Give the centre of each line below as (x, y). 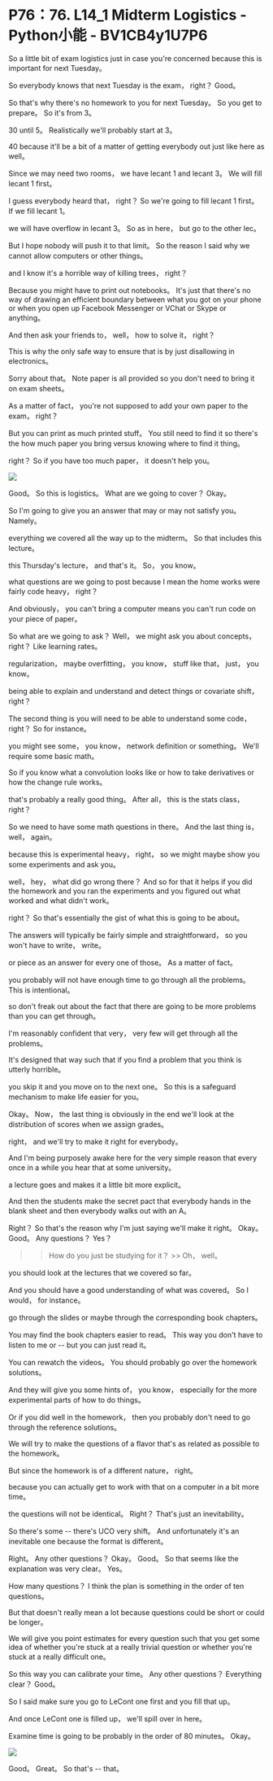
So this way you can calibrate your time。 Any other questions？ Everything (135, 1674)
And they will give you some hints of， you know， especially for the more (133, 1390)
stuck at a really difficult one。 (60, 1657)
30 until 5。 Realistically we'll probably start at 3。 (93, 130)
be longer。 (28, 1622)
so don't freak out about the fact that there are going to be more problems (132, 1006)
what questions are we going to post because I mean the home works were (134, 582)
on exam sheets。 (39, 388)
